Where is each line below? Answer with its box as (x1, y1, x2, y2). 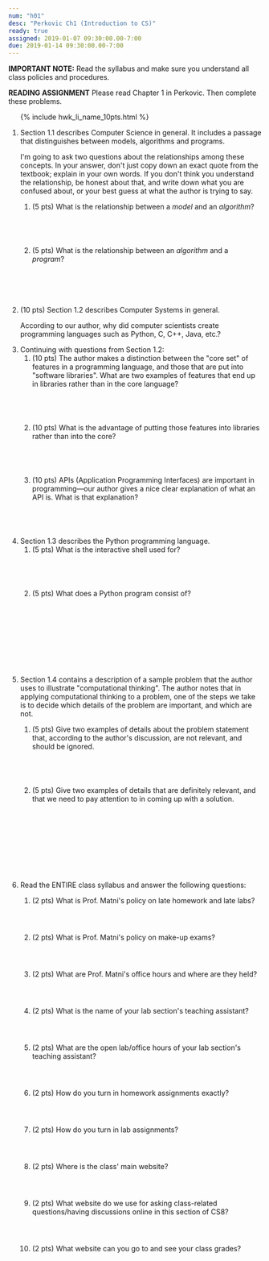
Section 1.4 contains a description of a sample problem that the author (19, 674, 253, 685)
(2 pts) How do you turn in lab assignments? (31, 1125, 179, 1134)
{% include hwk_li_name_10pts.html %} (19, 112, 149, 122)
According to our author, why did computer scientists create (19, 321, 219, 330)
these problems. (8, 97, 63, 106)
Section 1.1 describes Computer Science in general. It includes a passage (19, 128, 263, 138)
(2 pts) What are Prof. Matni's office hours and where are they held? (31, 969, 258, 979)
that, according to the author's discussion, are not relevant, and (31, 733, 243, 743)
